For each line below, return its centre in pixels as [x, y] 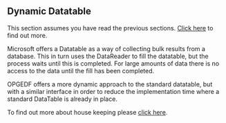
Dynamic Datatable [49, 11]
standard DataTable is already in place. [62, 99]
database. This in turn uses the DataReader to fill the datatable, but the [108, 56]
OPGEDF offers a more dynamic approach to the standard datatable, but [110, 84]
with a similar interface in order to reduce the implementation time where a [113, 91]
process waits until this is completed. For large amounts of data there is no [113, 63]
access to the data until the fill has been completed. [81, 70]
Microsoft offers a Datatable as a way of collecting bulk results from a [106, 48]
